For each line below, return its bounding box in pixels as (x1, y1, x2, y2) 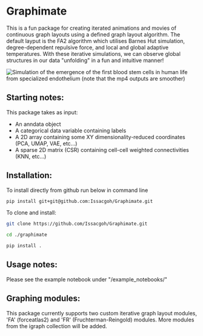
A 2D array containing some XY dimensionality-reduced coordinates (15, 133, 186, 140)
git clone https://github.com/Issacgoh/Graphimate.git (6, 221, 148, 227)
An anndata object (15, 120, 62, 128)
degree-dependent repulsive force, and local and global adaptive (6, 44, 168, 51)
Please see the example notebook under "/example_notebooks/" (6, 275, 168, 283)
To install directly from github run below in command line (6, 187, 148, 194)
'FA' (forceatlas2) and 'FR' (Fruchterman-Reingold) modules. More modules (6, 316, 195, 323)
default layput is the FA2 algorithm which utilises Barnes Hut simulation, (6, 37, 185, 44)
